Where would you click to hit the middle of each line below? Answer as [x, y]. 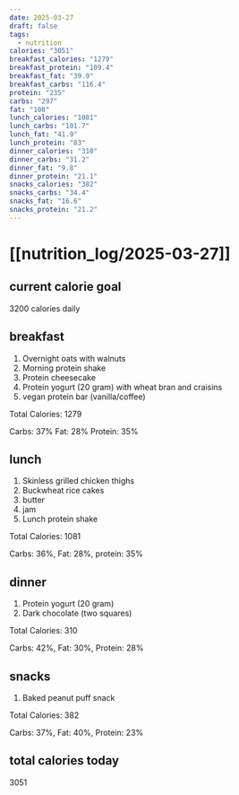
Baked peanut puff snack [68, 698]
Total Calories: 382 [44, 715]
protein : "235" [38, 92]
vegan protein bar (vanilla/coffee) [84, 397]
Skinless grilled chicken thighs [78, 481]
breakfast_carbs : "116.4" [57, 84]
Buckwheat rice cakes [63, 491]
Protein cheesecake [59, 377]
